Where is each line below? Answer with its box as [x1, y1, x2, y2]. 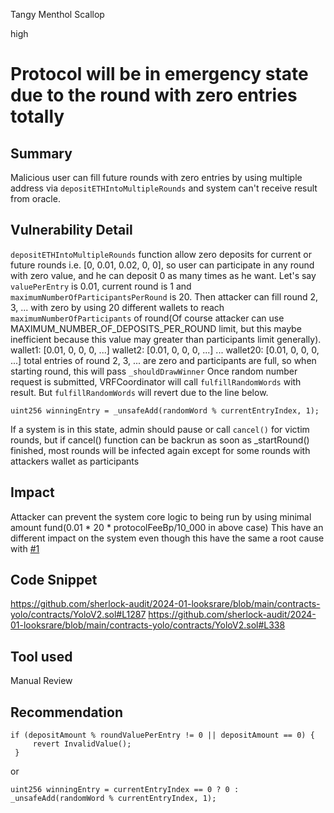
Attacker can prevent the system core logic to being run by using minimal [10, 510, 312, 523]
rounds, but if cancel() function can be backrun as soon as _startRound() [10, 434, 310, 446]
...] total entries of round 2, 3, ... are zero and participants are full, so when [10, 354, 317, 366]
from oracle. [10, 193, 61, 204]
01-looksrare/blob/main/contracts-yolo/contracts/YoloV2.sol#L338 [10, 619, 286, 631]
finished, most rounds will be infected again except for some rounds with [10, 444, 311, 456]
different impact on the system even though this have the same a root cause [10, 532, 325, 544]
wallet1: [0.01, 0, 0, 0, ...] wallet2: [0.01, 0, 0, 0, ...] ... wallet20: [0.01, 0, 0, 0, [10, 344, 320, 356]
